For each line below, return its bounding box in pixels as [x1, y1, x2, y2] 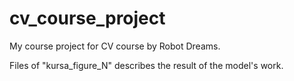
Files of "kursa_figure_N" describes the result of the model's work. [9, 59, 284, 71]
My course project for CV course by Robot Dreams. [9, 40, 221, 52]
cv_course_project [9, 7, 166, 30]
